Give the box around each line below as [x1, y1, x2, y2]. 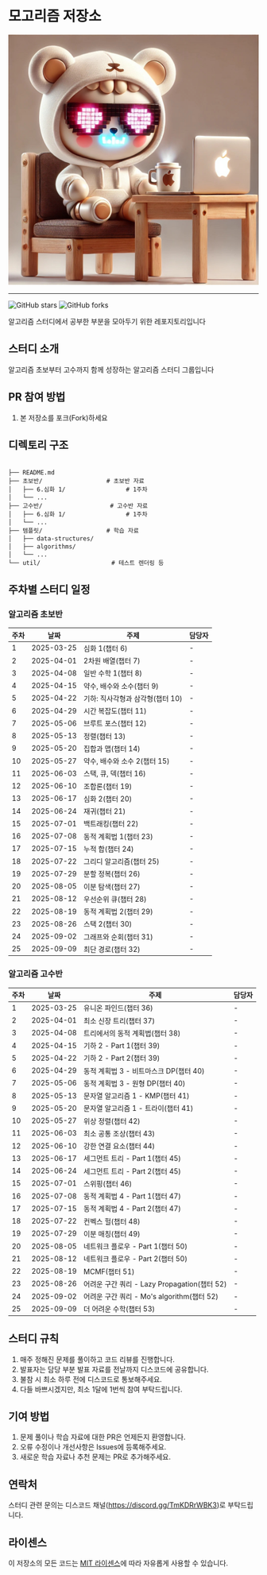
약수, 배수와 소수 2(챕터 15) [83, 757, 170, 766]
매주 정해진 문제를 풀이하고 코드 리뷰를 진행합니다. [19, 1354, 175, 1364]
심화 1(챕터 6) [83, 643, 128, 652]
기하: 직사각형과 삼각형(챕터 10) [83, 693, 183, 703]
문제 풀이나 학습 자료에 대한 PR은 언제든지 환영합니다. [19, 1432, 186, 1442]
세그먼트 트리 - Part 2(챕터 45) [83, 1166, 181, 1176]
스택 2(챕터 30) [83, 919, 133, 929]
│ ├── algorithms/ [8, 543, 77, 551]
